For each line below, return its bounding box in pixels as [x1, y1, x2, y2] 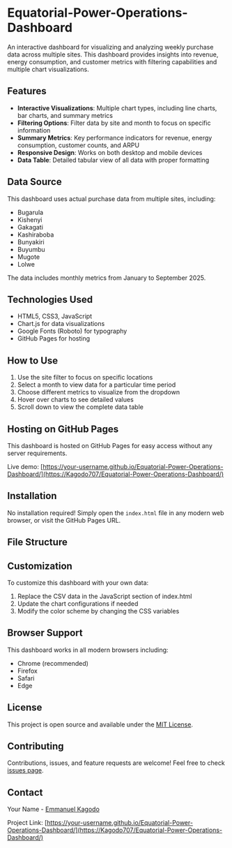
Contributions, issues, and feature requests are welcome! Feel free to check [7, 759, 225, 767]
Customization [7, 560, 73, 572]
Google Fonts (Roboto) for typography [17, 327, 127, 336]
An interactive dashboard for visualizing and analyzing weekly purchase [7, 43, 214, 51]
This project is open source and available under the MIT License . [7, 720, 194, 729]
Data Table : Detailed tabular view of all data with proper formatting [17, 156, 210, 164]
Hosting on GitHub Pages [7, 423, 119, 435]
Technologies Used [7, 293, 93, 305]
